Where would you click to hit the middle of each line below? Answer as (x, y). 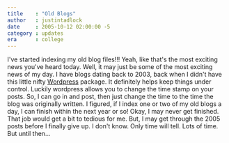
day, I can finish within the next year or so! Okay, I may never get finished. (113, 112)
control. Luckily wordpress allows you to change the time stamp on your (111, 89)
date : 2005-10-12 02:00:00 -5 (59, 27)
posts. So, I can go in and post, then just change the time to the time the (110, 97)
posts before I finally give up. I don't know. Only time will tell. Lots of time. (113, 126)
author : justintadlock (45, 20)
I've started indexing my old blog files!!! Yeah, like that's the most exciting (112, 59)
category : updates (35, 33)
